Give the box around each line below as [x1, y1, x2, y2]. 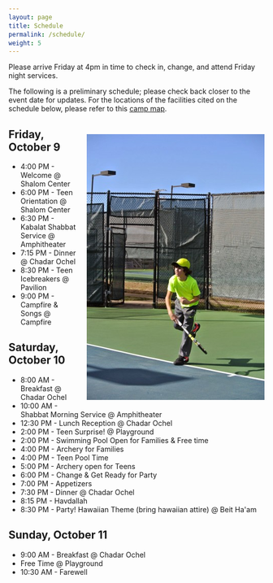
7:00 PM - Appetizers [19, 478, 93, 488]
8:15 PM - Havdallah [19, 496, 88, 506]
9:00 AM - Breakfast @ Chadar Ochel [19, 550, 146, 559]
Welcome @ [19, 171, 61, 181]
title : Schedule [8, 21, 63, 30]
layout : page [8, 13, 53, 21]
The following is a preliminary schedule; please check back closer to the [8, 86, 250, 97]
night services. [8, 71, 58, 80]
